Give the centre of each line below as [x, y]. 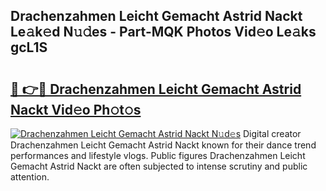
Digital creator [272, 133]
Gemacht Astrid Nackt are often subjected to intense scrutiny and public [159, 166]
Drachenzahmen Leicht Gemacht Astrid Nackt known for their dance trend [163, 145]
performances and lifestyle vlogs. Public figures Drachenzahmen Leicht [158, 155]
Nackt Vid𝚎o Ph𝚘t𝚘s [76, 109]
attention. [30, 177]
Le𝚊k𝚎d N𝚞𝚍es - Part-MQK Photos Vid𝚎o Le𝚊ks [163, 32]
